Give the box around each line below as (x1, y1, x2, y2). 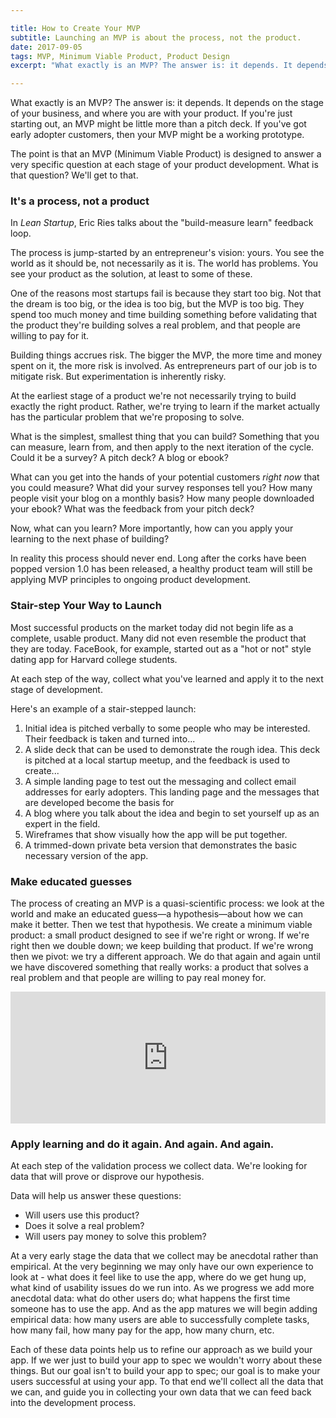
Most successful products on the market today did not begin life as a (10, 621, 294, 633)
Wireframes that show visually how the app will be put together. (24, 828, 288, 840)
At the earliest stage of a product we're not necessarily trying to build (10, 390, 297, 402)
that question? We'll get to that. (10, 169, 139, 181)
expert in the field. (24, 817, 101, 830)
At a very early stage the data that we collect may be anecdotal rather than (10, 1250, 319, 1262)
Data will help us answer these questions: (10, 1190, 182, 1202)
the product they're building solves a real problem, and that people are (10, 319, 301, 331)
